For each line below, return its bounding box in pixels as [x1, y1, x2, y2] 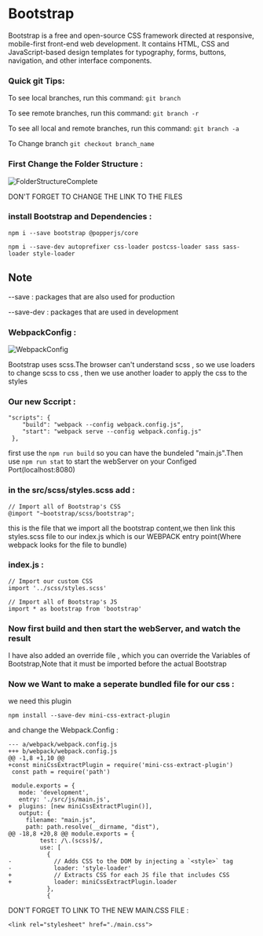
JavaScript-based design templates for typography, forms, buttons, [8, 47, 226, 57]
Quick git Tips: [8, 75, 65, 86]
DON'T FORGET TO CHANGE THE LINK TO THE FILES [8, 192, 183, 201]
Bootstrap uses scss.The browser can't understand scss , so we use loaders [8, 359, 255, 369]
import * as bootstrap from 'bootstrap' [8, 604, 143, 613]
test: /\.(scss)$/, [39, 837, 104, 845]
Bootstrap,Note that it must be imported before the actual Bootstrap [8, 659, 228, 669]
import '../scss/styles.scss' [8, 584, 108, 592]
